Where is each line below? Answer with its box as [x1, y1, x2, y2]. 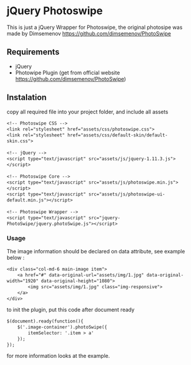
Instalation [6, 93, 47, 103]
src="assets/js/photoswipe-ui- [88, 191, 166, 197]
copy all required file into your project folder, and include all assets [6, 108, 169, 115]
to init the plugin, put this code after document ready [6, 306, 135, 313]
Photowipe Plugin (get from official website [15, 69, 120, 76]
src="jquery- [88, 214, 120, 221]
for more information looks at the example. [6, 352, 110, 359]
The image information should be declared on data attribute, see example [6, 247, 185, 255]
